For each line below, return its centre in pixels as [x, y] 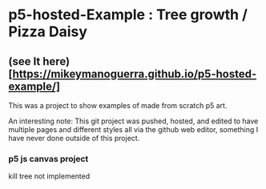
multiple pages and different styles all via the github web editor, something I [133, 129]
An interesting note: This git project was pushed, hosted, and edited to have [133, 121]
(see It [24, 61]
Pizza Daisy [48, 32]
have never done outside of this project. [74, 138]
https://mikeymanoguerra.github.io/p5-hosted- [135, 74]
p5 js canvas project [48, 159]
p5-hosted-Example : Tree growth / [128, 15]
